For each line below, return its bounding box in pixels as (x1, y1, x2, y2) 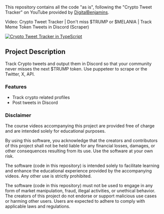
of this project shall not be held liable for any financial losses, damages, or (5, 143, 156, 149)
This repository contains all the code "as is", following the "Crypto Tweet (5, 4, 152, 10)
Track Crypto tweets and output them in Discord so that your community (5, 61, 152, 67)
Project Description (5, 48, 66, 56)
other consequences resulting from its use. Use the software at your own (5, 148, 153, 154)
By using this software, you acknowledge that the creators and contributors (5, 138, 158, 143)
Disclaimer (5, 112, 31, 119)
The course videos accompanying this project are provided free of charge (5, 123, 155, 129)
